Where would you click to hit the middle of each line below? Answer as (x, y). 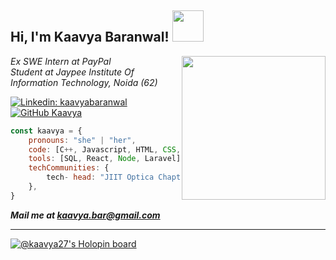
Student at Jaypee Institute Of (72, 72)
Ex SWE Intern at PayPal (61, 61)
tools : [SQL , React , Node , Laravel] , (107, 159)
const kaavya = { (46, 131)
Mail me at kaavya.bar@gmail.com (85, 215)
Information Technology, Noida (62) (84, 82)
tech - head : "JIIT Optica (100, 177)
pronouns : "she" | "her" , (82, 140)
